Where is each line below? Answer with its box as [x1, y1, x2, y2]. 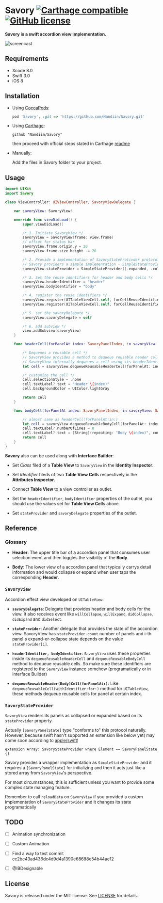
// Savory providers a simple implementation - [22, 262, 120, 267]
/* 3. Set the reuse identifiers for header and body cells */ [22, 275, 153, 280]
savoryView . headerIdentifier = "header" [22, 279, 105, 285]
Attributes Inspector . [12, 477, 55, 483]
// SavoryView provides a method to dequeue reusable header [22, 355, 149, 360]
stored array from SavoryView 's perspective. [5, 770, 93, 776]
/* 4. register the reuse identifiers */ [22, 293, 108, 298]
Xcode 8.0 [12, 67, 33, 73]
